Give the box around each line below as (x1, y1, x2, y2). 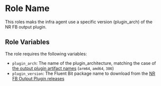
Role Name (5, 3, 50, 14)
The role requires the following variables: (5, 51, 87, 57)
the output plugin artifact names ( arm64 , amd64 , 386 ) (12, 65, 114, 71)
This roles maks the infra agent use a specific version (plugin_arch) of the (5, 19, 153, 25)
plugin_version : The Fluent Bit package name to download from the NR (12, 71, 156, 76)
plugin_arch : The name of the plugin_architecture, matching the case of (12, 60, 157, 66)
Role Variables (5, 38, 50, 46)
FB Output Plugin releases (12, 75, 65, 81)
